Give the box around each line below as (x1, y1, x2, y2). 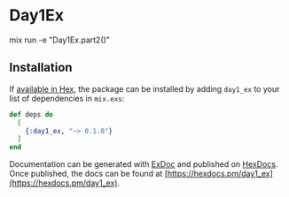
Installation (9, 60, 73, 75)
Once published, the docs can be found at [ (9, 169, 168, 179)
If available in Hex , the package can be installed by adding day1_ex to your (9, 83, 280, 94)
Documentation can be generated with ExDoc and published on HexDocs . (9, 159, 278, 170)
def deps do (9, 110, 53, 119)
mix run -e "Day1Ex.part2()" (9, 34, 111, 45)
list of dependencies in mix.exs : (9, 93, 125, 103)
